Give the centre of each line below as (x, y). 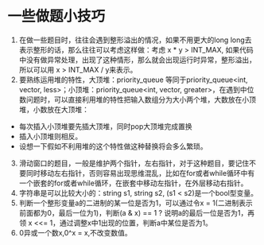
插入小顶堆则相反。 (50, 136)
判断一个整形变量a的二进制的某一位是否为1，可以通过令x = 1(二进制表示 (136, 203)
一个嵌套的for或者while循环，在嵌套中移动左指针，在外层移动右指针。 (133, 183)
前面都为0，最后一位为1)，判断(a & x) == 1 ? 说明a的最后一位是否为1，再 (137, 212)
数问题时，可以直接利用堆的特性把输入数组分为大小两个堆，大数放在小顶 (137, 99)
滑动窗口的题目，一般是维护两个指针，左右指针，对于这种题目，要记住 (134, 163)
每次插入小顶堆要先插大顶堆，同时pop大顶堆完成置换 (105, 126)
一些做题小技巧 (56, 16)
